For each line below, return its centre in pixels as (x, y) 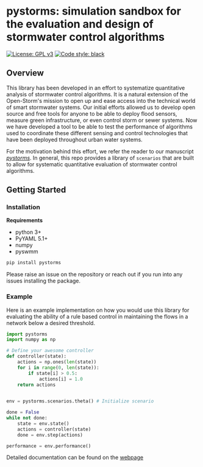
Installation (23, 207)
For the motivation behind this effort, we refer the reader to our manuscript (100, 151)
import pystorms (27, 334)
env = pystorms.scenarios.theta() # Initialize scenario (80, 401)
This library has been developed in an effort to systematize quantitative (96, 88)
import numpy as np (31, 340)
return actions (37, 385)
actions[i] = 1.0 (61, 379)
